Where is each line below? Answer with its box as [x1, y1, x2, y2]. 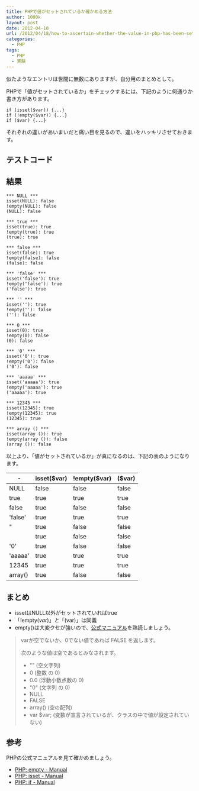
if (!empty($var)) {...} [6, 112, 68, 118]
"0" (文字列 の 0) [29, 684, 70, 691]
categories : [6, 36, 36, 42]
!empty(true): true [6, 229, 54, 235]
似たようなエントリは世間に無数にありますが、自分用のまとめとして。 [6, 75, 177, 82]
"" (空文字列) [29, 661, 61, 669]
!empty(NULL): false [6, 203, 57, 209]
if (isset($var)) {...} [6, 107, 65, 113]
